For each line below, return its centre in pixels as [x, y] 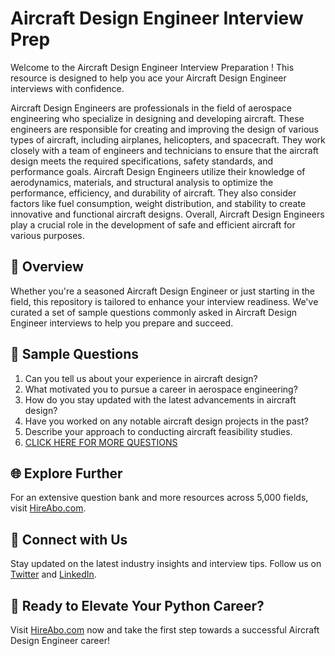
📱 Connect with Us [69, 539]
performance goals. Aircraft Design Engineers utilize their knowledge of [158, 171]
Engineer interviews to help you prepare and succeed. [122, 323]
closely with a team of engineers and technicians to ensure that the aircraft [164, 150]
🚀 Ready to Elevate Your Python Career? [137, 605]
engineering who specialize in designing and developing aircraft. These [157, 118]
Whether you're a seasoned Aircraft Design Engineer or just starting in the [162, 291]
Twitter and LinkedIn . [53, 574]
